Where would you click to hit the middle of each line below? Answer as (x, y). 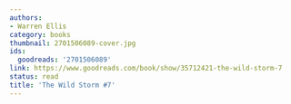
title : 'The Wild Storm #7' (63, 85)
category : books (40, 34)
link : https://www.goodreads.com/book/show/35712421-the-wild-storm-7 (146, 69)
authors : (26, 18)
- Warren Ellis (38, 26)
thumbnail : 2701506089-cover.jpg (73, 43)
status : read (34, 77)
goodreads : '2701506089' (65, 60)
